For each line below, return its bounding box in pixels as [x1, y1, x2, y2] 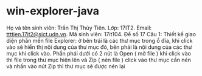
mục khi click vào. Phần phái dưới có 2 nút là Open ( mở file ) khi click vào [6, 49, 192, 57]
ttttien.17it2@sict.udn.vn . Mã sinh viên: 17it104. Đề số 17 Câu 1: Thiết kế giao [6, 30, 197, 37]
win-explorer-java [6, 4, 99, 18]
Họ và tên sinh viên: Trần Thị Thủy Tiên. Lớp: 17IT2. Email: [6, 24, 152, 31]
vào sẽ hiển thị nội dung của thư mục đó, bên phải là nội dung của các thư [6, 43, 192, 51]
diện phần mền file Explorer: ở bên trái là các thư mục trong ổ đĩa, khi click [6, 37, 193, 44]
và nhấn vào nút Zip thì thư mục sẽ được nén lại [6, 62, 125, 70]
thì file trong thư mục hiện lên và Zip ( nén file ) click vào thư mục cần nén [6, 56, 192, 63]
